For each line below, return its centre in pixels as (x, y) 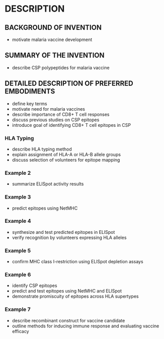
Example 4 (18, 221)
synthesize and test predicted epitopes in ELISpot (63, 232)
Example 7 (18, 310)
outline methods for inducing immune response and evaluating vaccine (86, 326)
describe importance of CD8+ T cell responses (61, 114)
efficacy (20, 331)
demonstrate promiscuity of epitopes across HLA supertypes (75, 297)
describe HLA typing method (42, 149)
